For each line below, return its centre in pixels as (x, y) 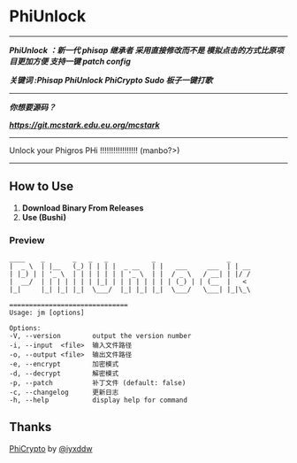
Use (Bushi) (44, 217)
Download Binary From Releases (83, 208)
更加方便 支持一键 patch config (73, 61)
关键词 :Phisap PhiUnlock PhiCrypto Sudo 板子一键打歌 (111, 80)
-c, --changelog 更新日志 (64, 393)
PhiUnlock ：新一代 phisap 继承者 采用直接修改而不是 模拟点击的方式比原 (143, 50)
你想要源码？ (32, 107)
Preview (27, 240)
